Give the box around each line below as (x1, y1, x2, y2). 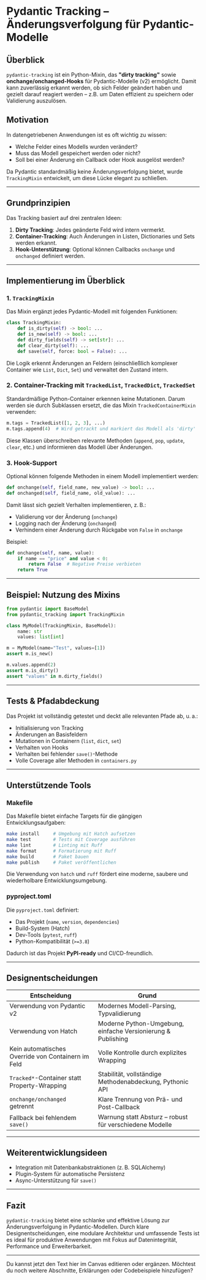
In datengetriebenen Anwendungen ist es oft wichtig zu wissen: (6, 131, 167, 139)
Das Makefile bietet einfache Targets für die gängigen (6, 812, 142, 820)
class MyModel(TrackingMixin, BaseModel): (6, 622, 116, 629)
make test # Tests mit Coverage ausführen (6, 837, 136, 843)
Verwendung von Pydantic (9, 1001, 86, 1010)
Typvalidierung (97, 1009, 141, 1018)
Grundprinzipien (6, 198, 71, 208)
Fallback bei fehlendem (9, 1113, 77, 1122)
